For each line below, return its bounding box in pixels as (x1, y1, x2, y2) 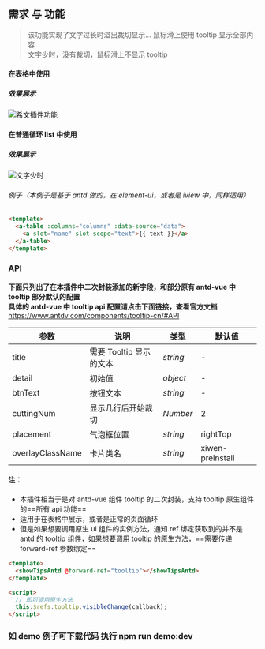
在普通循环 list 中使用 (8, 129, 77, 139)
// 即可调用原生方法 (15, 595, 73, 604)
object (162, 372, 187, 383)
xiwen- (200, 442, 228, 453)
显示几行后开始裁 (89, 402, 154, 413)
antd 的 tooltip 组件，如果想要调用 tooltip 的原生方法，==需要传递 (19, 534, 233, 543)
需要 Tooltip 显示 (89, 346, 151, 357)
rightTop (200, 429, 232, 440)
